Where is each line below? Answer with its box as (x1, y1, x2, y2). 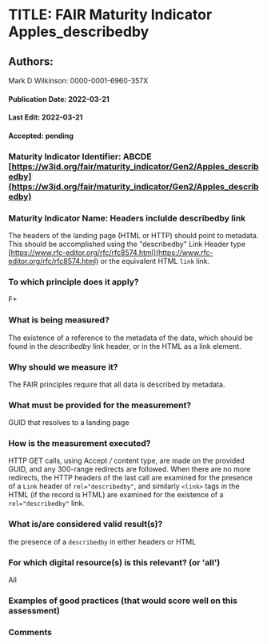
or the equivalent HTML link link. (100, 257, 210, 265)
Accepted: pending (8, 131, 74, 140)
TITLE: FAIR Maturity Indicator (8, 6, 213, 24)
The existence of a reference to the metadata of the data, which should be (8, 333, 253, 342)
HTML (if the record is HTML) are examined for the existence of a (8, 490, 224, 500)
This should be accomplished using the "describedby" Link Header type (8, 239, 246, 249)
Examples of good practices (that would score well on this (8, 595, 238, 606)
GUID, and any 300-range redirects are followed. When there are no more (8, 464, 251, 474)
